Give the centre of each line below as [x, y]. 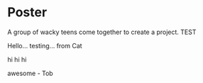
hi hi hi [17, 59]
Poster [27, 12]
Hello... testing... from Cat [45, 45]
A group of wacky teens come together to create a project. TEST [102, 32]
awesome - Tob [30, 73]
